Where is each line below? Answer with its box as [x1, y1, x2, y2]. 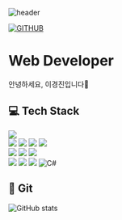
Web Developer [8, 52, 115, 70]
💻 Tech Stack [8, 104, 80, 118]
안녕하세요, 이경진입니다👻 [8, 79, 89, 89]
